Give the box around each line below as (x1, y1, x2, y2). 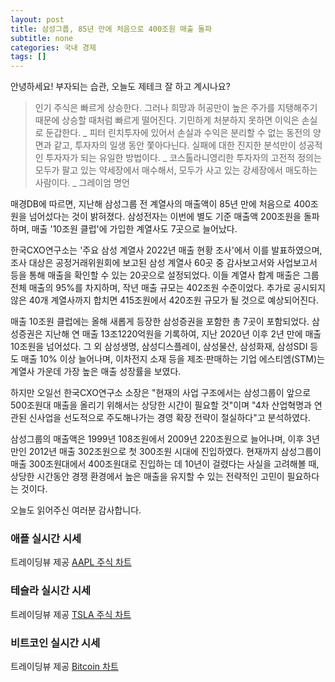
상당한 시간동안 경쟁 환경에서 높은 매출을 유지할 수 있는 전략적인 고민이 (10, 471, 285, 483)
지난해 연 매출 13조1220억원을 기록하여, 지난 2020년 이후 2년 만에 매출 (44, 328, 322, 340)
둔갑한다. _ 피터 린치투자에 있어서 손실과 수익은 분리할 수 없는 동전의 (45, 127, 311, 139)
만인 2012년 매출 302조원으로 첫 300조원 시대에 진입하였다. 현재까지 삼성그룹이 (10, 446, 322, 458)
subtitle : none (10, 33, 74, 43)
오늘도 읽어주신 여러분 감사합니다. (10, 504, 142, 516)
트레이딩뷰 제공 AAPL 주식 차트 (10, 556, 132, 568)
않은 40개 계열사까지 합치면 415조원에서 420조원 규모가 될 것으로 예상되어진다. (10, 294, 319, 306)
